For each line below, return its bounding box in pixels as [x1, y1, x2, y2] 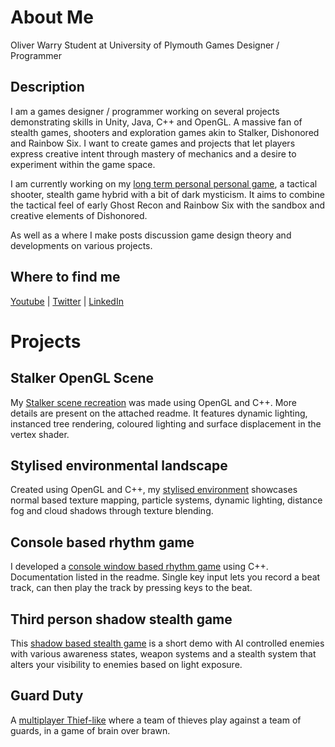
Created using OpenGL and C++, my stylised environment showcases [10, 484, 298, 496]
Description [10, 79, 85, 96]
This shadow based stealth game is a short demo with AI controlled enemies [10, 637, 325, 649]
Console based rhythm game [10, 534, 195, 551]
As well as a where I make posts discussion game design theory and [10, 229, 292, 241]
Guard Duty [10, 687, 84, 705]
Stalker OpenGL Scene [10, 370, 154, 387]
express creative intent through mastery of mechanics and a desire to [10, 147, 297, 160]
